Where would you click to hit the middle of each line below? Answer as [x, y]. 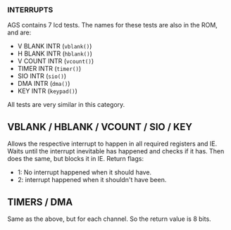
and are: [19, 32]
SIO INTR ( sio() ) [42, 76]
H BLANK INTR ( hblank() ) [55, 53]
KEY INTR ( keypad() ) [47, 91]
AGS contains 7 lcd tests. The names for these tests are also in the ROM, [113, 25]
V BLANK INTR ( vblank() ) [55, 46]
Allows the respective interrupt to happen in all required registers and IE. [112, 144]
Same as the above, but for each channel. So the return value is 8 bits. [109, 219]
